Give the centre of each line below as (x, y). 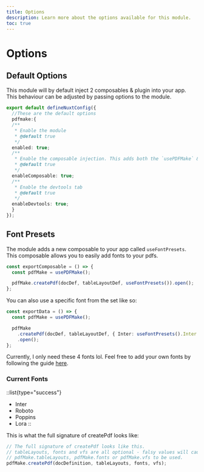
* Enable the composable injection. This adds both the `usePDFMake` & (107, 159)
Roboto (24, 411)
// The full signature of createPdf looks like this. (76, 446)
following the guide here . (37, 363)
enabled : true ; (31, 147)
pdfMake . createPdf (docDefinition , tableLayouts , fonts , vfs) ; (87, 463)
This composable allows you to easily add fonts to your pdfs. (82, 255)
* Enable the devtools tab (49, 187)
